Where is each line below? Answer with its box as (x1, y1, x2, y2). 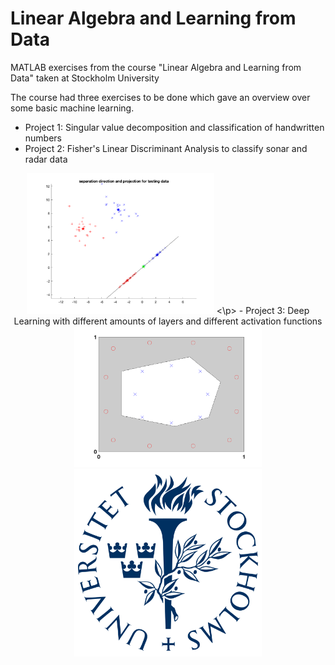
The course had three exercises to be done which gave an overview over (10, 91, 311, 103)
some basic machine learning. (10, 102, 135, 114)
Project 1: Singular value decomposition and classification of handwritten (24, 121, 325, 133)
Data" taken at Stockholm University (10, 72, 160, 84)
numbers (24, 132, 63, 144)
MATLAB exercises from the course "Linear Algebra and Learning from (10, 61, 302, 73)
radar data (24, 153, 68, 165)
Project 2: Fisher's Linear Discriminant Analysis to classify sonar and (24, 142, 308, 154)
